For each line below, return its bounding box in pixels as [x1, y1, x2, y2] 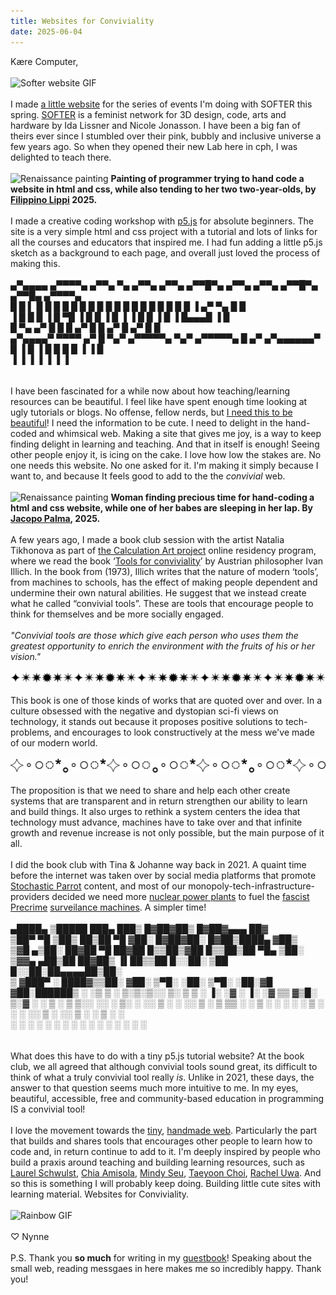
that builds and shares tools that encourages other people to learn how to [10, 1135, 313, 1147]
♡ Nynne [10, 1230, 50, 1242]
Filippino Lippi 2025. [10, 193, 98, 205]
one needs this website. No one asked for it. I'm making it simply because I [10, 459, 319, 471]
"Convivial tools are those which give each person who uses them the [10, 629, 299, 641]
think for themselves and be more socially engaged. [10, 608, 224, 620]
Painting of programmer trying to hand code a [110, 172, 305, 184]
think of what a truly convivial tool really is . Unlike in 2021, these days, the [10, 1071, 315, 1083]
